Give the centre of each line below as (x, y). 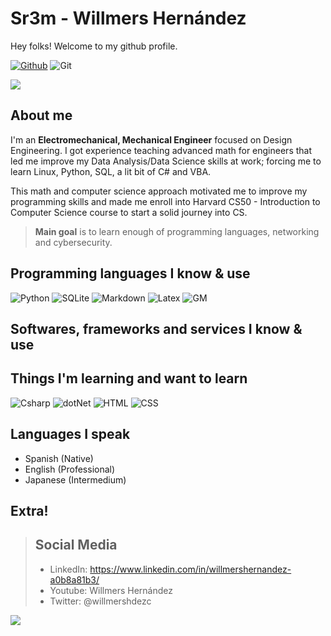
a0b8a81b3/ (74, 579)
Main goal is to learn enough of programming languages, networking (177, 231)
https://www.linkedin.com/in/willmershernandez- (190, 569)
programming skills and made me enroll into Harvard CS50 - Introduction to (165, 201)
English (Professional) (70, 469)
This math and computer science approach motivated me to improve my (159, 191)
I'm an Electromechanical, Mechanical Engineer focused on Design (151, 139)
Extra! (29, 510)
